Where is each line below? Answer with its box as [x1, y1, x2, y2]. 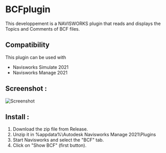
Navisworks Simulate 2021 [12, 64, 69, 70]
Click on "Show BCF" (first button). [12, 142, 87, 148]
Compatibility [5, 41, 50, 49]
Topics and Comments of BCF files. [5, 25, 80, 32]
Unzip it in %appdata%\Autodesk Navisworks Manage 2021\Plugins [12, 132, 156, 138]
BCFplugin [5, 4, 51, 15]
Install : [5, 112, 30, 121]
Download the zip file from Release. [12, 126, 88, 132]
